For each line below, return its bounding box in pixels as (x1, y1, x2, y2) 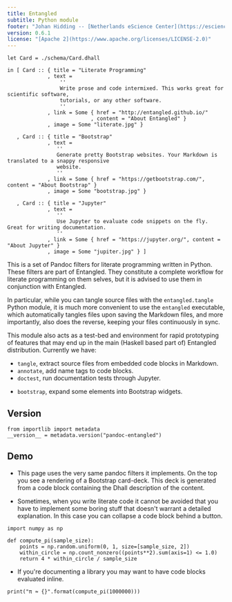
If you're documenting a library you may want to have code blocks (17, 567, 206, 576)
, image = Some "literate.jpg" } (47, 122, 144, 129)
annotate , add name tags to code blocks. (17, 367, 134, 375)
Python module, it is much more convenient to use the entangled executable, (7, 303, 225, 312)
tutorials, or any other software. (59, 97, 162, 104)
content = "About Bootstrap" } (7, 182, 97, 189)
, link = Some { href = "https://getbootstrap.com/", (47, 176, 206, 183)
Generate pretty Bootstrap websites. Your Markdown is (56, 151, 217, 159)
